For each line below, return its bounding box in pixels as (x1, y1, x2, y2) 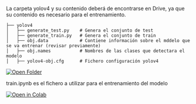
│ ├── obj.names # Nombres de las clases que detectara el (6, 48, 185, 54)
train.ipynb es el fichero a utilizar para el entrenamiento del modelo (6, 80, 168, 86)
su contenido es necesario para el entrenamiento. (6, 11, 126, 18)
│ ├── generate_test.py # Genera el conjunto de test (6, 27, 154, 33)
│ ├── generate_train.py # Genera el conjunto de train (6, 33, 157, 39)
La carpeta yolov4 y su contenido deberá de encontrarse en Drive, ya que (6, 5, 185, 12)
